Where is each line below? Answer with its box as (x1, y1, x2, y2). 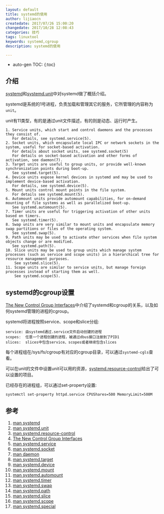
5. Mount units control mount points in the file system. (5, 188, 126, 193)
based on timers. (5, 214, 41, 218)
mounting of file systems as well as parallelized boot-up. (5, 201, 131, 206)
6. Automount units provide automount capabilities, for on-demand (5, 196, 146, 201)
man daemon (12, 451, 40, 457)
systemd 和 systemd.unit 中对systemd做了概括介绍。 (5, 91, 109, 97)
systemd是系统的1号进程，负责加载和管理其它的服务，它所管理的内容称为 (5, 101, 153, 107)
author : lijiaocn (5, 16, 41, 21)
